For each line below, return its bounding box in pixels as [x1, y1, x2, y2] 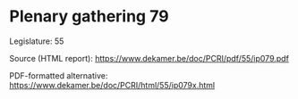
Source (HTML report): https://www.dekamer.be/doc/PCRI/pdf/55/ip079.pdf [9, 53, 289, 63]
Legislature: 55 [9, 36, 64, 46]
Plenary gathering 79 [9, 6, 169, 27]
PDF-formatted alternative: [9, 70, 108, 81]
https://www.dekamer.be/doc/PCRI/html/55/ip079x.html [9, 79, 216, 90]
